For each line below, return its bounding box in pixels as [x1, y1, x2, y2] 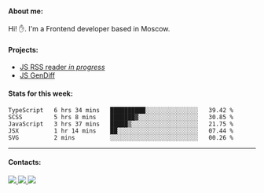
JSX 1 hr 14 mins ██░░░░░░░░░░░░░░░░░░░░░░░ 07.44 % [8, 126, 234, 135]
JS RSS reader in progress [19, 63, 105, 72]
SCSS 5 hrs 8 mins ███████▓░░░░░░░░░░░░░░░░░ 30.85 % [8, 113, 234, 121]
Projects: [8, 45, 38, 54]
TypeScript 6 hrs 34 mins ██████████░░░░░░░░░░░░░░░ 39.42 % [8, 106, 234, 114]
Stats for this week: [8, 89, 73, 98]
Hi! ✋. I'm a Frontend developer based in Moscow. [8, 24, 170, 34]
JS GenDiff [19, 71, 55, 80]
